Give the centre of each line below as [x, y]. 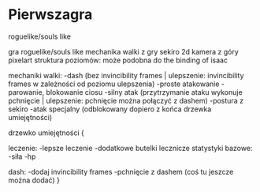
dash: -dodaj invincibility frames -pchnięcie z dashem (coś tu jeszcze [121, 171]
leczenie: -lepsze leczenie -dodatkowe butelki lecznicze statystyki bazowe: [130, 148]
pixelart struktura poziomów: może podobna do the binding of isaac [118, 60]
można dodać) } [34, 180]
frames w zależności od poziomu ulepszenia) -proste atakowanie [114, 84]
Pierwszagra [50, 15]
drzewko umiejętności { [46, 133]
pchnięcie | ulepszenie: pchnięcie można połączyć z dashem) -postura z [126, 100]
